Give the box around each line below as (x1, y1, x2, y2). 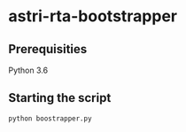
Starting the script (8, 90, 112, 105)
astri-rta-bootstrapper (8, 6, 178, 27)
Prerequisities (8, 42, 88, 57)
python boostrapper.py (8, 113, 92, 123)
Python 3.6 (8, 65, 49, 75)
